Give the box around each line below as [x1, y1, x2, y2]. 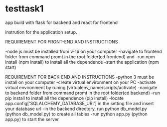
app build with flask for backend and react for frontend [5, 19, 118, 25]
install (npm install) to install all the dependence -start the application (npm [5, 59, 160, 65]
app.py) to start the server [5, 116, 59, 122]
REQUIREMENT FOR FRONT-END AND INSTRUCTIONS [5, 38, 118, 45]
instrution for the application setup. [5, 29, 77, 35]
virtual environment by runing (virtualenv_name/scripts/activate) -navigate [5, 84, 158, 90]
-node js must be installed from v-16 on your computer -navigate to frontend [5, 48, 162, 54]
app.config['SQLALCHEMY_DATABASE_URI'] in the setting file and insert [5, 100, 154, 106]
